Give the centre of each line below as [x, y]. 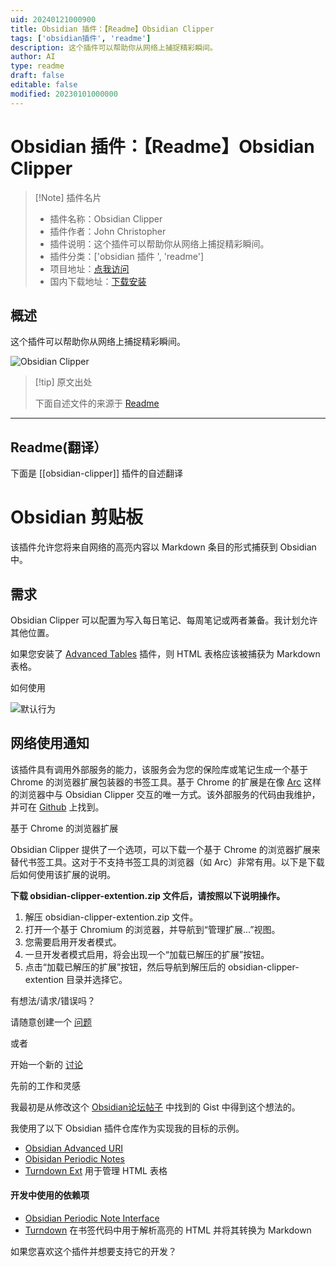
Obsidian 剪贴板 [77, 517]
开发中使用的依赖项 [50, 1195]
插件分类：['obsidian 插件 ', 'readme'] [127, 256]
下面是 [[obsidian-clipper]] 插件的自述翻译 [96, 473]
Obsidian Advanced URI [73, 1148]
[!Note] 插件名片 [68, 197]
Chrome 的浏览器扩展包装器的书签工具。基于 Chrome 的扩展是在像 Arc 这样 [166, 782]
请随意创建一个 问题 [51, 1022]
